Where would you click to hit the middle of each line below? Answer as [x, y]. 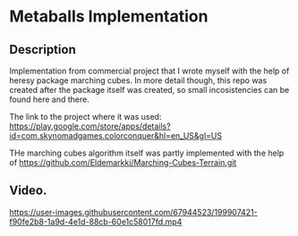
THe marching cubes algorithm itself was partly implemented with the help [147, 153]
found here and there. [49, 99]
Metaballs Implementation [109, 17]
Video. [28, 191]
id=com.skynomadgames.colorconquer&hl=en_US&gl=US [115, 135]
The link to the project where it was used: [85, 117]
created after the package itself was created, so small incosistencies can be [149, 90]
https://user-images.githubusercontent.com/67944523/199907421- [133, 212]
